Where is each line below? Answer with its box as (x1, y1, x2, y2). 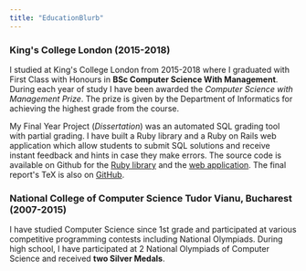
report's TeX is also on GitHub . (9, 169, 125, 180)
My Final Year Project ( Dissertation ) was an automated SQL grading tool (9, 120, 280, 131)
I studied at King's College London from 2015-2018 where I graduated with (9, 64, 290, 75)
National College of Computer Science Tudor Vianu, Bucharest (9, 192, 292, 204)
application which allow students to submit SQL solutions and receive (9, 140, 271, 151)
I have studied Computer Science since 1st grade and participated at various (9, 224, 297, 235)
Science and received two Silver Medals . (9, 253, 165, 265)
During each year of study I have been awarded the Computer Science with (9, 83, 294, 94)
